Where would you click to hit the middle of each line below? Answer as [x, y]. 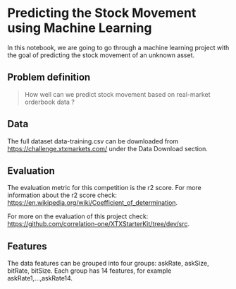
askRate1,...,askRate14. [40, 278]
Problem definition [49, 77]
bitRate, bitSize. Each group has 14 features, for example [89, 271]
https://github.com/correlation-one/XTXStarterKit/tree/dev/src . [99, 224]
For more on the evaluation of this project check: [78, 216]
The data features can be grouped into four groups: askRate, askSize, [108, 264]
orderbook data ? [50, 102]
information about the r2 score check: [62, 195]
